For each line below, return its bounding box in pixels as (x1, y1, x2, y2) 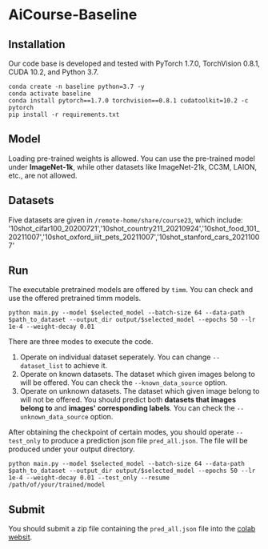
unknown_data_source (19, 414, 89, 422)
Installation (8, 38, 66, 51)
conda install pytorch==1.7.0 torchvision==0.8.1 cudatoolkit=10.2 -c (8, 97, 249, 105)
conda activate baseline (8, 90, 91, 98)
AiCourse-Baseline (8, 6, 138, 24)
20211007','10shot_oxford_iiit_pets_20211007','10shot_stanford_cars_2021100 (8, 232, 260, 242)
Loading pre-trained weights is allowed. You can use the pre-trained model (8, 154, 256, 163)
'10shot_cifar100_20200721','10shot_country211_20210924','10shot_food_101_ (8, 223, 260, 233)
